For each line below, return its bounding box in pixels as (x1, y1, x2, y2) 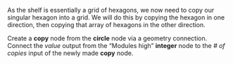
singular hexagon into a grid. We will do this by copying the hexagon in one (7, 13, 225, 22)
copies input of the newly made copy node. (7, 49, 134, 57)
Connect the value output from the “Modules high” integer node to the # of (7, 42, 225, 49)
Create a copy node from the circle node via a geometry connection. (7, 34, 208, 42)
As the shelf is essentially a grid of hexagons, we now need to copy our (7, 6, 215, 14)
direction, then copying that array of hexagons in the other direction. (7, 21, 206, 29)
